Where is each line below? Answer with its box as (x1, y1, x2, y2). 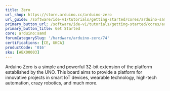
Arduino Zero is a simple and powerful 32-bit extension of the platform (5, 64, 153, 70)
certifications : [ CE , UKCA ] (5, 40, 65, 45)
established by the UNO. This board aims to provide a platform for (5, 69, 143, 75)
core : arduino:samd (5, 31, 47, 36)
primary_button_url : (5, 21, 49, 27)
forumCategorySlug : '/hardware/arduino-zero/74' (5, 36, 110, 41)
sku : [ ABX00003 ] (5, 50, 39, 55)
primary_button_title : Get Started (5, 26, 80, 31)
